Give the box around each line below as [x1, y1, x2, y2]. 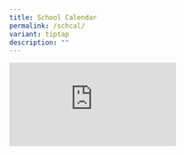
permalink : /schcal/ [9, 21, 86, 30]
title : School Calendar [9, 12, 98, 22]
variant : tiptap [9, 29, 69, 38]
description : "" [9, 37, 69, 47]
